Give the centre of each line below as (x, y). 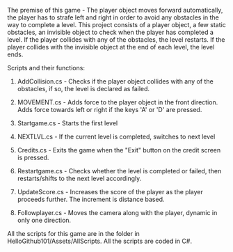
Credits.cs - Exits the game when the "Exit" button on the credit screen (119, 150)
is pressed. (33, 157)
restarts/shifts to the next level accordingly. (79, 178)
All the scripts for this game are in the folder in (74, 234)
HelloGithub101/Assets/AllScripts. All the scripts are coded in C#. (100, 241)
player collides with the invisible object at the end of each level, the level (111, 47)
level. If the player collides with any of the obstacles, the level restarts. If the (116, 40)
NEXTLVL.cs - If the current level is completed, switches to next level (116, 136)
